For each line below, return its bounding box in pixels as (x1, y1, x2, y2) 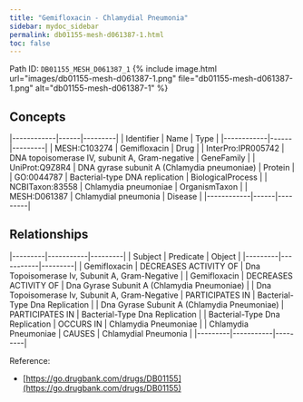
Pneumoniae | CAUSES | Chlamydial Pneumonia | (9, 328, 193, 338)
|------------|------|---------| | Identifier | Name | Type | (9, 133, 220, 144)
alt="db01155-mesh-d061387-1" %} (34, 83, 169, 93)
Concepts (9, 109, 66, 124)
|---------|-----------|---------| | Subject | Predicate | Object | (9, 250, 241, 261)
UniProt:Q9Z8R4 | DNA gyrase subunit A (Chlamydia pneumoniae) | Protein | (9, 162, 295, 173)
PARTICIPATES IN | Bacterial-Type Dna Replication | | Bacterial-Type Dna (9, 309, 281, 319)
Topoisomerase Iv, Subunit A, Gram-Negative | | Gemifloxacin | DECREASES (9, 270, 293, 281)
